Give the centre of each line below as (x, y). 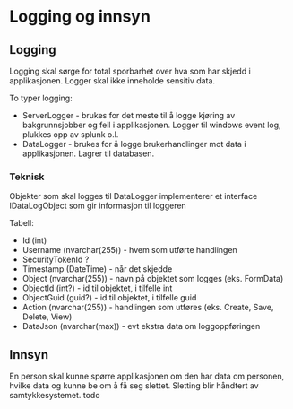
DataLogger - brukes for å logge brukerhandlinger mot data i (134, 144)
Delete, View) (47, 317)
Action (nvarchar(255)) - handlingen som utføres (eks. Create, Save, (148, 308)
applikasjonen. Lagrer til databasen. (88, 153)
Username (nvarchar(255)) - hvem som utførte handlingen (129, 250)
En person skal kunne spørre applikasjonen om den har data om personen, (147, 376)
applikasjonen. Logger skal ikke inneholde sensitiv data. (112, 81)
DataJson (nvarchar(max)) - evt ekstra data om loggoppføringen (141, 326)
